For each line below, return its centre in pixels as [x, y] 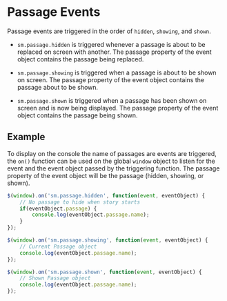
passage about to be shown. [58, 87]
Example [26, 137]
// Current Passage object [58, 246]
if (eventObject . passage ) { [58, 208]
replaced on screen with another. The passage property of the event [114, 52]
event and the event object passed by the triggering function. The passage [113, 168]
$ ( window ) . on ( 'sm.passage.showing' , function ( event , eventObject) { [108, 240]
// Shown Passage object [55, 278]
